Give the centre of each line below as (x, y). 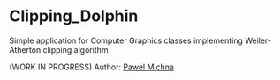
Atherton (25, 49)
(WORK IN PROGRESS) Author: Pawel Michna (92, 67)
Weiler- (258, 40)
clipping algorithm (76, 49)
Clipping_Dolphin (74, 16)
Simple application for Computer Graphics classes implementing (126, 40)
